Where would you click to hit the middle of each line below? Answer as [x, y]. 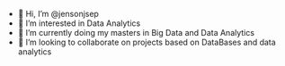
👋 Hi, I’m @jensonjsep [58, 14]
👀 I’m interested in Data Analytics [79, 23]
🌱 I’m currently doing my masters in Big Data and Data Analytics [136, 33]
